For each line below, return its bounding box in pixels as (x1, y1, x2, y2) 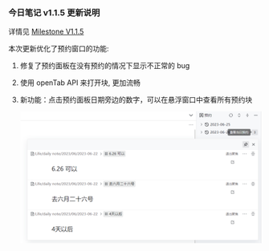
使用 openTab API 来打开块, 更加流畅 (19, 78, 141, 87)
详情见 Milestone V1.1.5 (8, 26, 84, 37)
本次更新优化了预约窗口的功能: (8, 44, 110, 54)
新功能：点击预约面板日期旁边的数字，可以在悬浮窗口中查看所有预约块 (19, 95, 253, 105)
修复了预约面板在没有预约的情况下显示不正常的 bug (19, 61, 190, 71)
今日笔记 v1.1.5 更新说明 (8, 6, 100, 18)
